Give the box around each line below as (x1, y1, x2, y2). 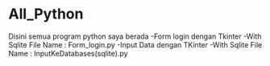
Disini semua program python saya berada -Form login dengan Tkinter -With (8, 31, 262, 41)
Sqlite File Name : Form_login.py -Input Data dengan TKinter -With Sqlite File (8, 39, 263, 49)
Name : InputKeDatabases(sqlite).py (8, 48, 128, 58)
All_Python (8, 5, 84, 23)
